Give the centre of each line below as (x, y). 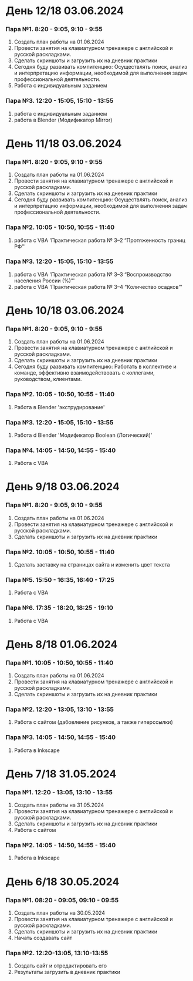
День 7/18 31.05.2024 (61, 774)
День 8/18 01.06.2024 (62, 644)
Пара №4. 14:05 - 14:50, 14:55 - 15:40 (61, 450)
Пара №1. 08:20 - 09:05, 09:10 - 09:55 (62, 900)
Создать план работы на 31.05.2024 (59, 805)
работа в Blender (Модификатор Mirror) (63, 120)
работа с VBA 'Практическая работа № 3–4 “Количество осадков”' (98, 286)
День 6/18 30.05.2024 (62, 881)
